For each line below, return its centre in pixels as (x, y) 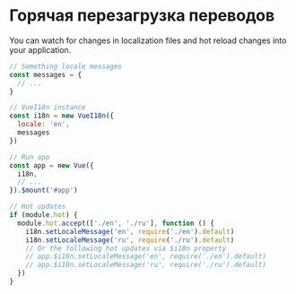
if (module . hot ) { (44, 215)
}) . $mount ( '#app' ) (44, 190)
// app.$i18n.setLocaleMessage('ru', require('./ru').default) (146, 265)
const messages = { (46, 74)
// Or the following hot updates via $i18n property (126, 248)
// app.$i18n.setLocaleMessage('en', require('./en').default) (146, 256)
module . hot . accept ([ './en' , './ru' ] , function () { (116, 223)
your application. (40, 49)
